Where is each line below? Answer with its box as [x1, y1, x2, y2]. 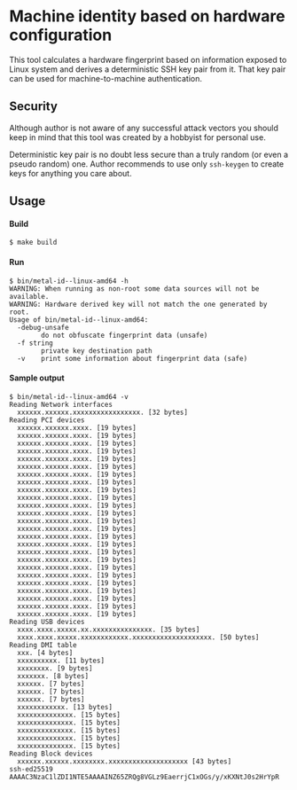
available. [9, 292, 50, 301]
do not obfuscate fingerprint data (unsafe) [41, 331, 208, 340]
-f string [17, 339, 53, 348]
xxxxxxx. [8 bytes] [17, 671, 90, 680]
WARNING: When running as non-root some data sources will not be [9, 284, 260, 293]
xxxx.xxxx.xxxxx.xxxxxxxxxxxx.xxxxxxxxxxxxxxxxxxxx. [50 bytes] [17, 632, 260, 642]
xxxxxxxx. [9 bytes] [17, 663, 93, 673]
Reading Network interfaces [9, 400, 113, 409]
